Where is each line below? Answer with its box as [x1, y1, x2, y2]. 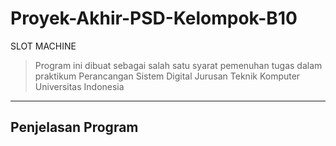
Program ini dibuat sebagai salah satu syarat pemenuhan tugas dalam [34, 59, 323, 71]
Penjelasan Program [10, 119, 139, 136]
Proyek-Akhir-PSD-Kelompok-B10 [10, 7, 298, 30]
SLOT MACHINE [10, 40, 77, 52]
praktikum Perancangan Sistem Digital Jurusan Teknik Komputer [34, 70, 301, 82]
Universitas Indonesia [34, 80, 125, 92]
